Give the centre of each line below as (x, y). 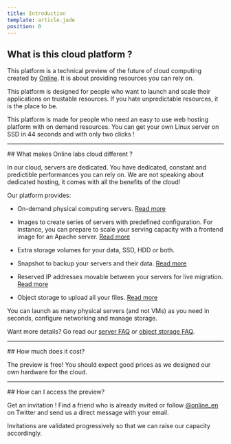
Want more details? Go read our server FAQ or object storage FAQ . (101, 332)
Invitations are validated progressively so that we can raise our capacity (109, 426)
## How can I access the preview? (56, 392)
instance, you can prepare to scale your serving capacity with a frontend (120, 230)
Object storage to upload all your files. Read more (87, 298)
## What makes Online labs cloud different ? (70, 154)
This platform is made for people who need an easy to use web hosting (108, 120)
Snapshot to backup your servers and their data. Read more (102, 263)
